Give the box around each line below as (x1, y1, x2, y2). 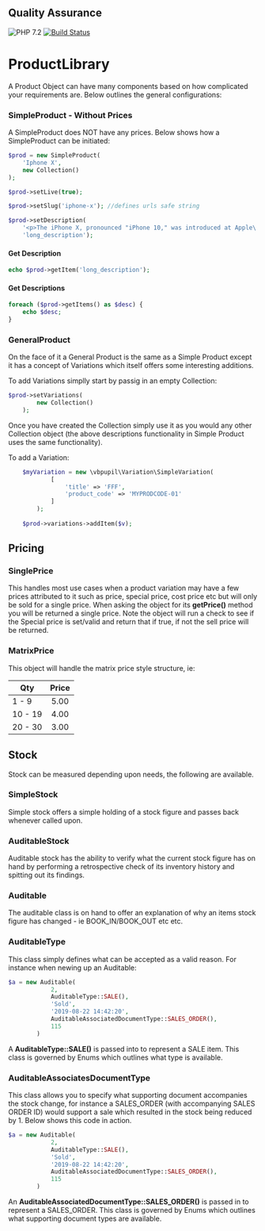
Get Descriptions (8, 283, 66, 293)
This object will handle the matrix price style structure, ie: (8, 663, 195, 673)
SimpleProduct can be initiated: (8, 136, 111, 146)
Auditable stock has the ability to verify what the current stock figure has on (8, 853, 256, 863)
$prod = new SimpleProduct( (8, 151, 101, 159)
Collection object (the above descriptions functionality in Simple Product (8, 428, 244, 439)
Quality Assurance (8, 6, 103, 20)
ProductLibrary (8, 56, 110, 73)
